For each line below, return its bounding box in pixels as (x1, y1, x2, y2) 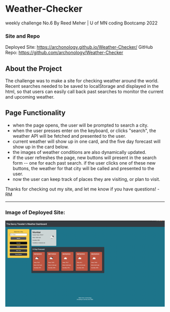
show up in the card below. (12, 143, 69, 150)
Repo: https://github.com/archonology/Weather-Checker (5, 49, 123, 56)
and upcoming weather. (5, 94, 55, 100)
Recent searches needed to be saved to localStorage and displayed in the (5, 83, 159, 89)
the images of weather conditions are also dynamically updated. (12, 149, 147, 155)
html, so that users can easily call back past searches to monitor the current (5, 88, 163, 95)
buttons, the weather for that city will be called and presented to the (12, 165, 154, 171)
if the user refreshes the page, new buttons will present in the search (12, 154, 157, 161)
